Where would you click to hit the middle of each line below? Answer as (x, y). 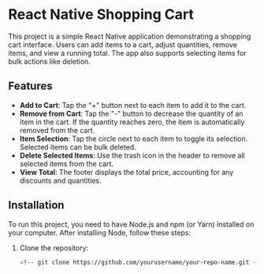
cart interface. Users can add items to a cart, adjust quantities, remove (123, 44)
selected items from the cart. (67, 164)
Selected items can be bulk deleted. (78, 146)
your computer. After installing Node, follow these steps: (100, 232)
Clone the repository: (54, 248)
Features (30, 86)
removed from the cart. (57, 130)
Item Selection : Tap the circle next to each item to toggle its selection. (134, 139)
